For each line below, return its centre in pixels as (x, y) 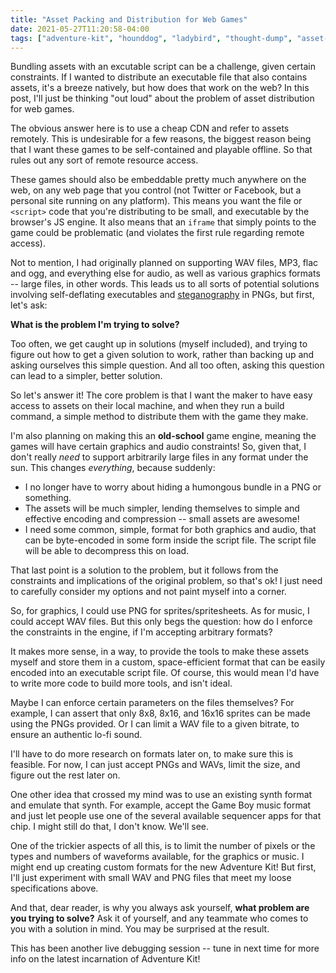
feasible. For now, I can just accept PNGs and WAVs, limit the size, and (155, 765)
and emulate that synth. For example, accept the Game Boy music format (161, 805)
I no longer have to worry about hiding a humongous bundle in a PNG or (173, 487)
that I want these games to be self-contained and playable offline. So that (161, 150)
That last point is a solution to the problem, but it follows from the (144, 570)
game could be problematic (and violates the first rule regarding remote (157, 233)
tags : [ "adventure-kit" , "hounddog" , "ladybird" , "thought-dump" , (151, 38)
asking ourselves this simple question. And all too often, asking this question (167, 365)
